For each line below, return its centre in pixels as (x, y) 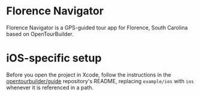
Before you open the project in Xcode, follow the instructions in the (89, 75)
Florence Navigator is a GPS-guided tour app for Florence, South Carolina (97, 28)
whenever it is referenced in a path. (50, 87)
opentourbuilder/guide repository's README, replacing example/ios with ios (100, 81)
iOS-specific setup (54, 58)
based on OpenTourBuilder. (40, 34)
